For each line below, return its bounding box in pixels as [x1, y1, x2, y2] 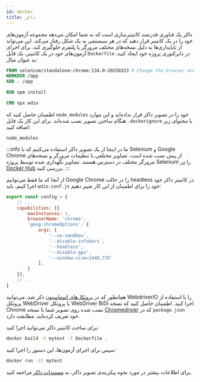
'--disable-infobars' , [48, 238, 105, 244]
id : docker [6, 8, 33, 15]
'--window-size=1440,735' [48, 254, 113, 261]
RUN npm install [6, 89, 46, 95]
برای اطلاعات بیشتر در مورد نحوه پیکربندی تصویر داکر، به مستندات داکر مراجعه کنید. [6, 368, 192, 375]
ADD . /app [6, 79, 33, 85]
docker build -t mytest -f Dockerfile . [6, 335, 108, 341]
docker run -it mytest [6, 358, 62, 364]
